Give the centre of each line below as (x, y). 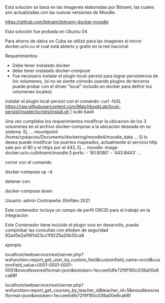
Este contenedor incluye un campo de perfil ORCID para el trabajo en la (78, 210)
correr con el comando (28, 162)
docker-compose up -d (29, 172)
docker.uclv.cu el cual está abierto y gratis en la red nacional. (67, 46)
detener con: (18, 181)
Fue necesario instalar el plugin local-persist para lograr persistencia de (85, 76)
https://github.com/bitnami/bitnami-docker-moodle (57, 22)
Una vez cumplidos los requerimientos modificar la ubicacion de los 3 (76, 121)
